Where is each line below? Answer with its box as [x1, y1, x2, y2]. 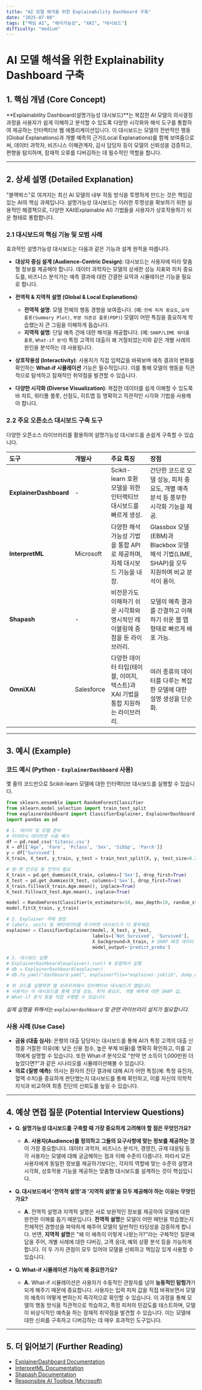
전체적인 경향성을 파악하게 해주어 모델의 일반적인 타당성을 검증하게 [23, 1223, 180, 1230]
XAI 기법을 [111, 690, 139, 698]
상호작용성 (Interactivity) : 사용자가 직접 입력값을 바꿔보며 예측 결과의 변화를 [14, 357, 194, 364]
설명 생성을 [150, 694, 180, 703]
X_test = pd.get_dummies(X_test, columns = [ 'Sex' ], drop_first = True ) [6, 878, 182, 884]
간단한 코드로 [150, 466, 185, 474]
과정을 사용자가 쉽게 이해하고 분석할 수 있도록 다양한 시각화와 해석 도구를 [6, 119, 176, 127]
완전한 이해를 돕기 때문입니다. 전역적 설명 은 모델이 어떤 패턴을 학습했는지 [23, 1215, 194, 1222]
